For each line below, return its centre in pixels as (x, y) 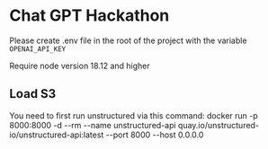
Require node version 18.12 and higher (80, 66)
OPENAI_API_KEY (38, 49)
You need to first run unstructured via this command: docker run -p (134, 115)
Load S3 (33, 94)
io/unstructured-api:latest (57, 135)
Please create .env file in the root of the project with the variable (128, 40)
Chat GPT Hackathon (89, 16)
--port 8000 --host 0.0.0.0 (155, 135)
